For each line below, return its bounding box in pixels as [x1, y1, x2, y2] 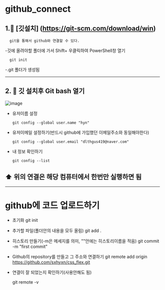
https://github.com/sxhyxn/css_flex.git [12, 259, 90, 265]
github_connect [5, 3, 71, 15]
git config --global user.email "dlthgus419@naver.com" [12, 139, 129, 144]
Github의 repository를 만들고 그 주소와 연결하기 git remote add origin [12, 254, 147, 260]
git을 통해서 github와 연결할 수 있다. [9, 38, 80, 43]
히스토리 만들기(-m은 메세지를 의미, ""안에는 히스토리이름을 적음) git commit [12, 238, 160, 244]
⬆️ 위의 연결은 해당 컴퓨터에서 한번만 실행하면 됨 [5, 173, 142, 181]
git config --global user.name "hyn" [12, 120, 90, 125]
